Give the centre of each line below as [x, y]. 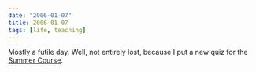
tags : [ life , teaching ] [47, 30]
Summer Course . [35, 60]
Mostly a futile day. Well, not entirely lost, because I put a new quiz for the [128, 52]
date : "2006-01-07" [40, 15]
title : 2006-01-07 [38, 23]
